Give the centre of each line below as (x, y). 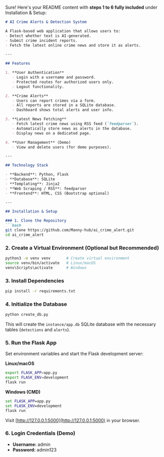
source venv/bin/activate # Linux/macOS (50, 263)
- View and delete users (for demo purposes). (62, 147)
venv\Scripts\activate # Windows (46, 268)
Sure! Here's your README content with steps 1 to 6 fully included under (81, 7)
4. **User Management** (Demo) (38, 142)
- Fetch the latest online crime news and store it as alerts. (73, 45)
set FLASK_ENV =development (34, 406)
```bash (13, 225)
